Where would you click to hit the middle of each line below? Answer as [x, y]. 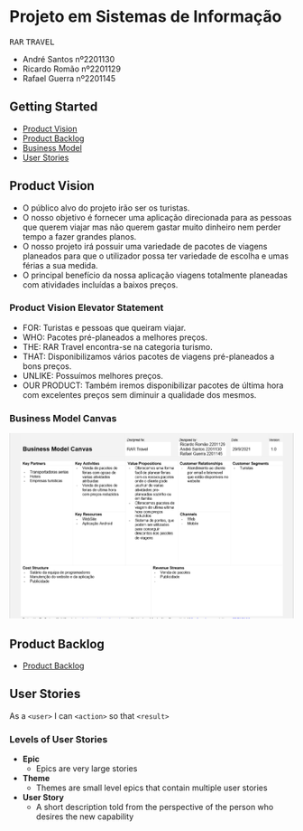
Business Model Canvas [63, 418]
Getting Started [54, 107]
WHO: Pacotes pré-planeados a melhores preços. [115, 337]
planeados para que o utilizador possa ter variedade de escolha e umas [156, 256]
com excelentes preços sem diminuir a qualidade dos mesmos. [139, 394]
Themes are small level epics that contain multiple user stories [151, 788]
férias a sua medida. [60, 265]
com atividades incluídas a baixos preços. [100, 284]
